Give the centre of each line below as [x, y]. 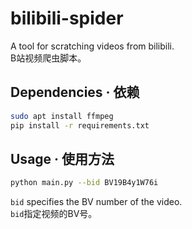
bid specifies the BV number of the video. [96, 202]
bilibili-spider [67, 18]
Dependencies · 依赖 [75, 92]
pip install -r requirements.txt [80, 125]
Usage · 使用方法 [62, 158]
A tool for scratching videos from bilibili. [92, 46]
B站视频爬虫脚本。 [48, 58]
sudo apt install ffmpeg [62, 116]
